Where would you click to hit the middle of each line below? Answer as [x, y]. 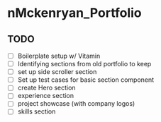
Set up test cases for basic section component [86, 80]
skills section [37, 111]
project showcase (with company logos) [76, 104]
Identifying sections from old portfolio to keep [84, 64]
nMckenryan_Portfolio [74, 13]
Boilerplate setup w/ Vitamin [59, 56]
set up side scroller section [57, 72]
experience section [46, 96]
